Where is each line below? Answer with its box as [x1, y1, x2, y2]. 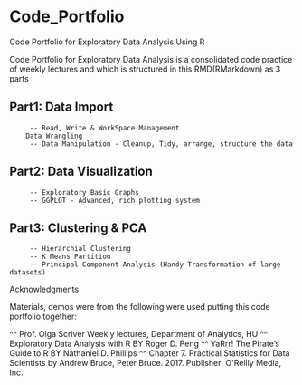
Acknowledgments [9, 284, 80, 295]
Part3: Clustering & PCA [9, 220, 147, 236]
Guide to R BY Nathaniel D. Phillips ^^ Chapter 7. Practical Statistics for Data [9, 348, 290, 359]
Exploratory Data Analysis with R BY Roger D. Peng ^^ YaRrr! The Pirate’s [9, 338, 280, 350]
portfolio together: [9, 311, 77, 322]
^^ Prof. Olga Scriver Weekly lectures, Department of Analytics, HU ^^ [9, 329, 269, 340]
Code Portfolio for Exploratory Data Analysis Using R [9, 36, 205, 47]
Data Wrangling [25, 131, 83, 140]
